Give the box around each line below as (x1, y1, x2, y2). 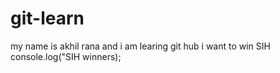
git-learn (10, 7, 85, 30)
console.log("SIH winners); (10, 50, 122, 62)
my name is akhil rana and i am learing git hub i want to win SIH (10, 40, 271, 52)
